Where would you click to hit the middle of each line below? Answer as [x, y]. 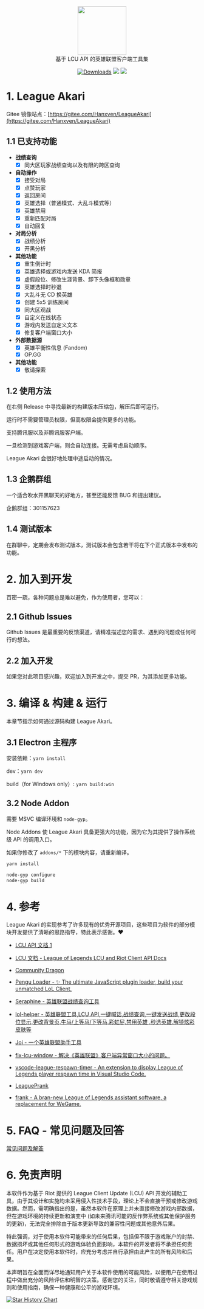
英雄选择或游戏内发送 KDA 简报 [63, 271]
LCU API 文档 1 [33, 945]
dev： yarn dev [25, 771]
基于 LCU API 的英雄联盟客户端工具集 [102, 59]
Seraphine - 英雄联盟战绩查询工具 [57, 1001]
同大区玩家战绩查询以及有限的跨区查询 [72, 165]
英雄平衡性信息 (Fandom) [56, 348]
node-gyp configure [31, 875]
